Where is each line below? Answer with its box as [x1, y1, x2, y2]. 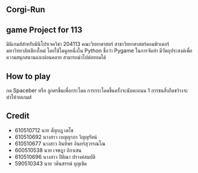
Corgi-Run [6, 5, 46, 15]
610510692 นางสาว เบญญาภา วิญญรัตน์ [14, 133, 98, 141]
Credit [6, 111, 30, 121]
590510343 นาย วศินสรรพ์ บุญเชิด [14, 159, 87, 167]
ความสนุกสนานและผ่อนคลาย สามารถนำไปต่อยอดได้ [6, 54, 106, 61]
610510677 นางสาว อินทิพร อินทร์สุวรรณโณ [14, 140, 105, 147]
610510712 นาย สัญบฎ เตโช [14, 126, 74, 133]
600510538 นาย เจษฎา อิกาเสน [14, 146, 82, 154]
